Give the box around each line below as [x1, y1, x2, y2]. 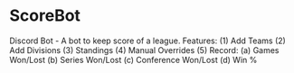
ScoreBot [9, 5, 81, 26]
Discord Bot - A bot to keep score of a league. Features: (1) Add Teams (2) [9, 35, 287, 46]
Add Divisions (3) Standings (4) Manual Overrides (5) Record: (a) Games [9, 44, 280, 55]
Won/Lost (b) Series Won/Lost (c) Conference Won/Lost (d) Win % [9, 54, 258, 65]
